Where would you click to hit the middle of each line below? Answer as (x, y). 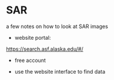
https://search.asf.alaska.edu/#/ (45, 49)
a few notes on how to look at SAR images (57, 26)
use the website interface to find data (60, 71)
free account (30, 60)
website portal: (33, 37)
